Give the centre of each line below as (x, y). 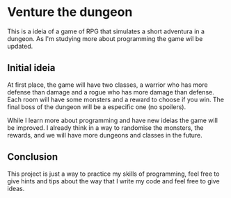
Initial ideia (31, 68)
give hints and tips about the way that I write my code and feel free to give (114, 181)
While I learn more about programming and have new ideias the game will (112, 120)
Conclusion (33, 157)
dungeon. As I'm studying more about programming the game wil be (105, 38)
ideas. (16, 188)
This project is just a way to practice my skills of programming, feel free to (113, 174)
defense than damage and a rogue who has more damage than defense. (111, 92)
